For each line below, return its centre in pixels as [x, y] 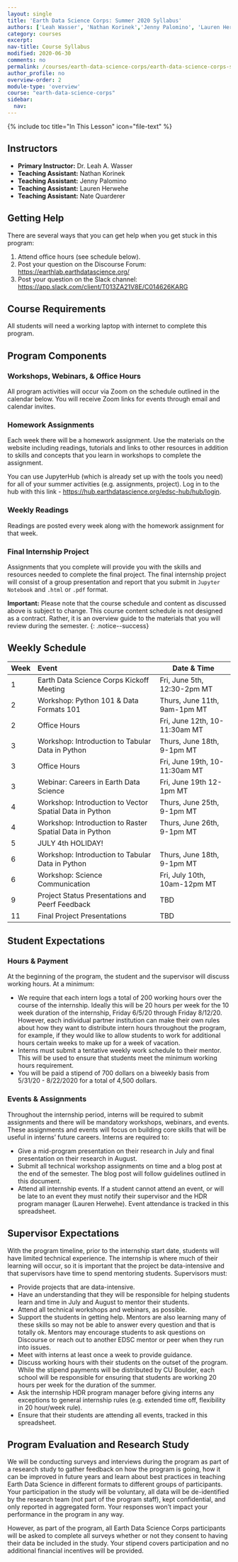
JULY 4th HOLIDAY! [71, 843]
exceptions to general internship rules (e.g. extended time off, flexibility [121, 1400]
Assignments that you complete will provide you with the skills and [104, 567]
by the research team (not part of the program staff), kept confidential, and [117, 1500]
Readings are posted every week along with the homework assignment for [116, 525]
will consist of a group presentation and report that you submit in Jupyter [114, 581]
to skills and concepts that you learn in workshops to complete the [104, 455]
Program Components [57, 356]
